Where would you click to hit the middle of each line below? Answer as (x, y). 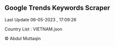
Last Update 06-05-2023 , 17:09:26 (41, 19)
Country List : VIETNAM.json (33, 29)
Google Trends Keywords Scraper (57, 8)
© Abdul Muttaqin (23, 38)
